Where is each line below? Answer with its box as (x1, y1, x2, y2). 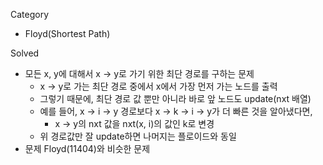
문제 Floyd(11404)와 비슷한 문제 (24, 143, 151, 154)
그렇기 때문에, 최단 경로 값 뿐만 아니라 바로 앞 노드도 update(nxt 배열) (39, 93, 312, 104)
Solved (10, 47, 40, 59)
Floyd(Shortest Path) (24, 28, 111, 39)
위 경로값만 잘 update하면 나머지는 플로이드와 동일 (39, 130, 237, 142)
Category (10, 9, 50, 20)
